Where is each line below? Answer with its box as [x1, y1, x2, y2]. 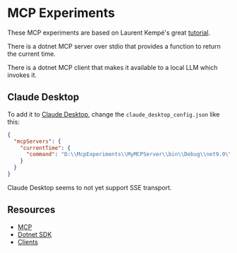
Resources [7, 204, 56, 216]
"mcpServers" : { [13, 138, 61, 145]
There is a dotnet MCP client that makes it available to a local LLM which [7, 63, 218, 71]
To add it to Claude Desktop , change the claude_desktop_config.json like [7, 110, 220, 118]
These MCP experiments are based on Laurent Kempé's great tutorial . [7, 28, 210, 37]
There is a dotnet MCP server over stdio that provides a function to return [7, 42, 221, 50]
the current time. [7, 49, 56, 58]
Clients [17, 237, 39, 246]
